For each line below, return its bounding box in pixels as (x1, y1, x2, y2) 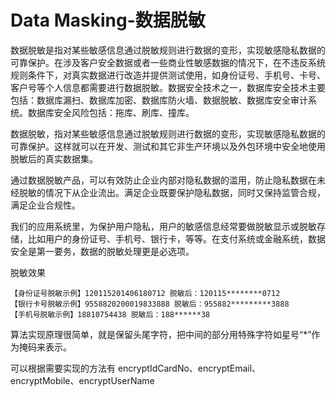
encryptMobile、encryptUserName (10, 374, 155, 386)
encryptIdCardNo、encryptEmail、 (117, 362, 262, 374)
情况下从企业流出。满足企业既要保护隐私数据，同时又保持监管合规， (44, 186, 326, 198)
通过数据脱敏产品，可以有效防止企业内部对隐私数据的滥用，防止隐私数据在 (10, 174, 317, 186)
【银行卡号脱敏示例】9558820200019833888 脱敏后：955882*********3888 (10, 299, 290, 309)
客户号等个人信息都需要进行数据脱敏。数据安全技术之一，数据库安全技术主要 (10, 81, 326, 93)
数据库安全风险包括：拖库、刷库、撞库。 (27, 106, 195, 118)
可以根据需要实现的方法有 (10, 362, 116, 374)
